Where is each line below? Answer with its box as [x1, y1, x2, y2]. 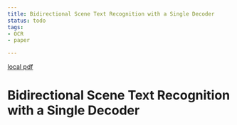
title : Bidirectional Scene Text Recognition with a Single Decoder [7, 10, 215, 18]
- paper [7, 37, 31, 44]
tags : [7, 23, 23, 31]
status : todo [7, 17, 46, 24]
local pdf [7, 62, 33, 71]
